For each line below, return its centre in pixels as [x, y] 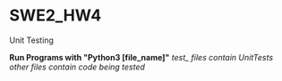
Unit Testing [31, 40]
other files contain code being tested [77, 67]
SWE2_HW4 [56, 16]
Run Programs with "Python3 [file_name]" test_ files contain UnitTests [141, 57]
